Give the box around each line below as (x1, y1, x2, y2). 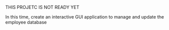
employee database (5, 19, 47, 25)
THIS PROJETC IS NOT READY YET (5, 4, 80, 10)
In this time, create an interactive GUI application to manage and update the (5, 14, 164, 19)
